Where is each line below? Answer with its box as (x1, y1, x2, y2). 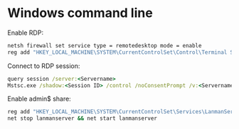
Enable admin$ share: (7, 94, 71, 103)
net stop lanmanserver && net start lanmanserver (7, 115, 158, 122)
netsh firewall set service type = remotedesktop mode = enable (7, 42, 202, 49)
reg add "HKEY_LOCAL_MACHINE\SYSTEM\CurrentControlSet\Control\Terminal (7, 48, 228, 56)
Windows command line (7, 5, 153, 21)
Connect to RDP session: (7, 62, 80, 70)
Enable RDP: (7, 28, 44, 37)
